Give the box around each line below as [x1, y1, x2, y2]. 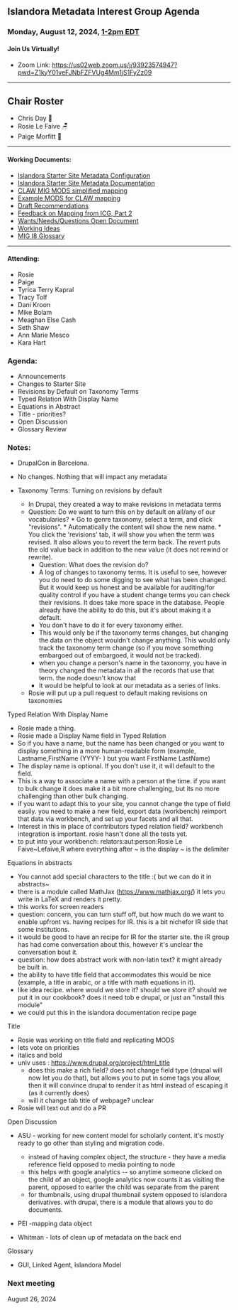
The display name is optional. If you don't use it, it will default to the [17, 762, 215, 771]
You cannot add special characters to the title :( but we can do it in [17, 872, 212, 881]
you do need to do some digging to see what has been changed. [38, 576, 227, 584]
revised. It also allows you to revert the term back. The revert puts [28, 538, 221, 547]
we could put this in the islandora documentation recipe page [17, 1009, 197, 1017]
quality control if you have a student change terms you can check [38, 591, 230, 599]
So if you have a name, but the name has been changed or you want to [17, 739, 225, 748]
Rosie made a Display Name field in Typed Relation [17, 731, 166, 740]
